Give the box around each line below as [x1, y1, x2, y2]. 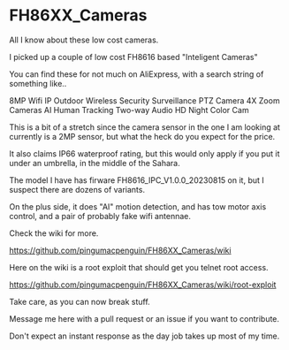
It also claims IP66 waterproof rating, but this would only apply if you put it [9, 148, 280, 159]
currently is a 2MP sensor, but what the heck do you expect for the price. [9, 131, 276, 141]
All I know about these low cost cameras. [9, 34, 159, 45]
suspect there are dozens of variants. [9, 184, 146, 194]
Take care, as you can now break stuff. [9, 296, 150, 307]
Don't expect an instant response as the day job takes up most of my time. [9, 331, 280, 341]
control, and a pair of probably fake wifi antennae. [9, 210, 192, 221]
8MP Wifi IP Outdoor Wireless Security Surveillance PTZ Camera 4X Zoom [9, 95, 280, 106]
